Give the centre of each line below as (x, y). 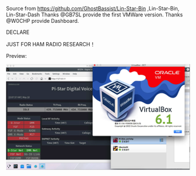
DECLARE (18, 32)
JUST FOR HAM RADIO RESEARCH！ (51, 44)
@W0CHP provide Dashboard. (43, 21)
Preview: (17, 56)
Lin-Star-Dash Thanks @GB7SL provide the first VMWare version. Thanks (94, 15)
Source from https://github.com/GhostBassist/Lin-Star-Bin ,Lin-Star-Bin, (93, 8)
